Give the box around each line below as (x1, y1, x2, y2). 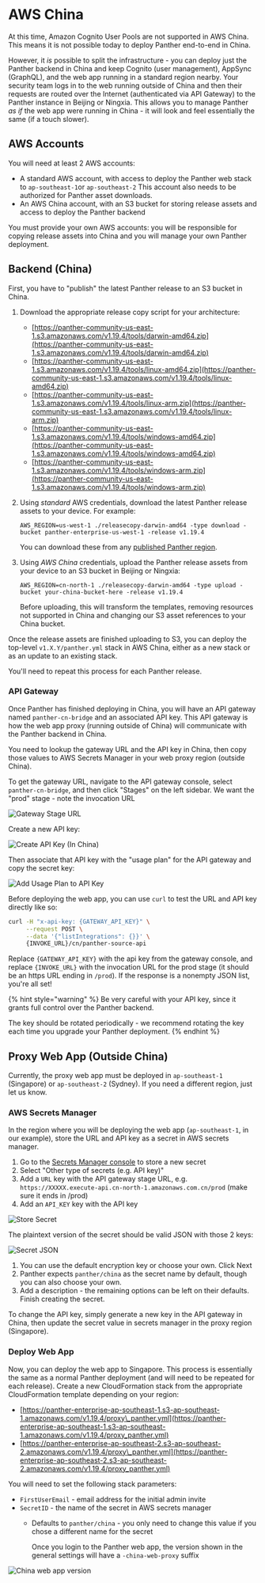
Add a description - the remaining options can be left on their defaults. (19, 1286, 250, 1296)
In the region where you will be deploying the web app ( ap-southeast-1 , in (8, 1126, 249, 1135)
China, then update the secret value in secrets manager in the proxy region (8, 1318, 252, 1327)
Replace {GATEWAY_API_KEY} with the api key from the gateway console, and (8, 954, 253, 963)
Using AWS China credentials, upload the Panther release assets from (19, 557, 248, 567)
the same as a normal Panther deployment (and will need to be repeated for (8, 1372, 255, 1382)
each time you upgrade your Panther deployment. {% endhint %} (8, 1027, 220, 1036)
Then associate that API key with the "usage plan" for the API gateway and (8, 855, 252, 864)
